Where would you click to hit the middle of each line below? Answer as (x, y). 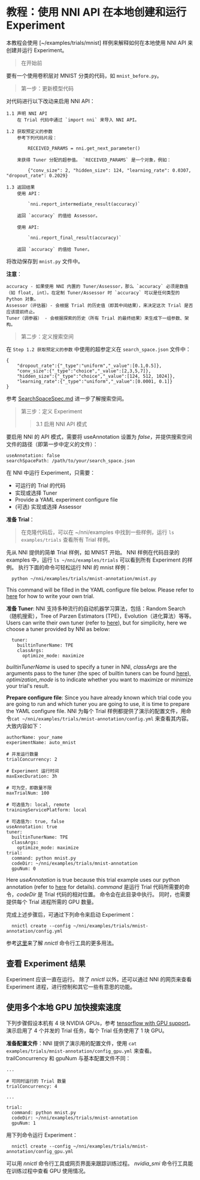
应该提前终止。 (22, 312)
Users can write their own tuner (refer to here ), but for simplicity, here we (96, 623)
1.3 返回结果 (21, 187)
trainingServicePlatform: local (46, 810)
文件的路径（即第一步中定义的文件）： (52, 444)
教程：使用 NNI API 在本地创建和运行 (96, 12)
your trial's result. (28, 685)
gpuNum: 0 (24, 869)
